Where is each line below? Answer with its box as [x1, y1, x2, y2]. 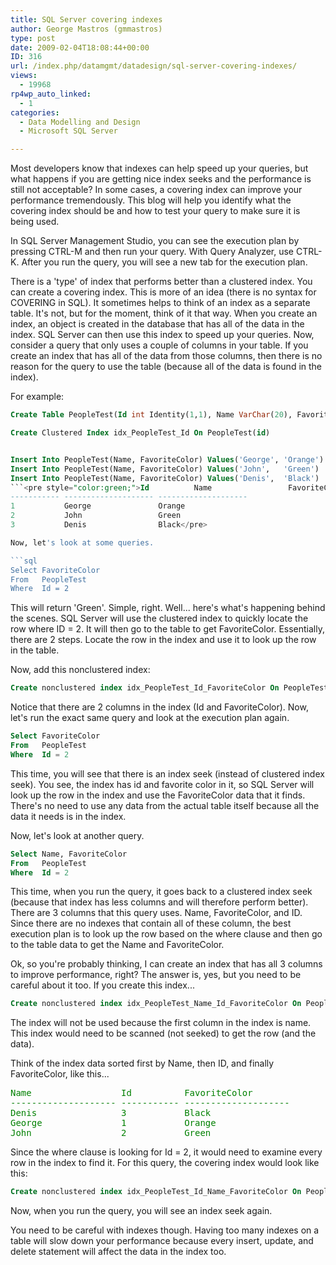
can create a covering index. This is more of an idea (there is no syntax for [10, 286, 317, 298]
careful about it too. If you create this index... [10, 979, 195, 991]
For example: [10, 391, 65, 403]
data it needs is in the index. [10, 810, 127, 822]
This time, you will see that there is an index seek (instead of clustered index [10, 767, 325, 780]
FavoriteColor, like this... [10, 1068, 110, 1080]
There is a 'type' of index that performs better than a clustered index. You [10, 276, 313, 288]
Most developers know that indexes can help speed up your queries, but [10, 162, 309, 175]
